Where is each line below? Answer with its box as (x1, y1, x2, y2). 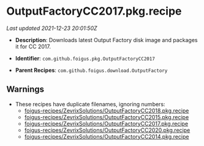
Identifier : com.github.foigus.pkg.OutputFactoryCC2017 (15, 54, 155, 62)
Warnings (6, 84, 45, 95)
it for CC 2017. (15, 43, 51, 50)
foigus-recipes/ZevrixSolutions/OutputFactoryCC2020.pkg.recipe (24, 126, 191, 134)
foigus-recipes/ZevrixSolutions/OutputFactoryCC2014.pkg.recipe (24, 133, 189, 140)
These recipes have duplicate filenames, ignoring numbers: (15, 100, 165, 108)
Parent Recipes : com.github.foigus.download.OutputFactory (15, 66, 168, 74)
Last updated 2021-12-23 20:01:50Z (6, 24, 97, 32)
